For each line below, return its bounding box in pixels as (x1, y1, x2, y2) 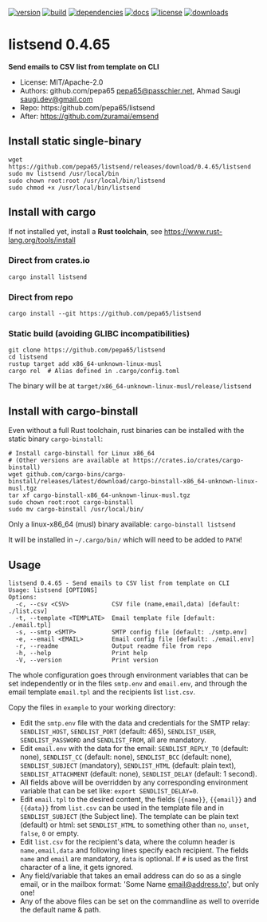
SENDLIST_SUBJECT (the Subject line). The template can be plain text (19, 812, 239, 821)
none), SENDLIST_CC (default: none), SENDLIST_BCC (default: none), (19, 752, 233, 762)
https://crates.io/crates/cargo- (132, 456, 245, 465)
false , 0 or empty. (19, 829, 80, 838)
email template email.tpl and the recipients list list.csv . (8, 687, 195, 697)
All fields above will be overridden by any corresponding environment (19, 777, 249, 787)
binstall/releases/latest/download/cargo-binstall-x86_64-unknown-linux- (8, 478, 259, 486)
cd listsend (8, 353, 48, 361)
